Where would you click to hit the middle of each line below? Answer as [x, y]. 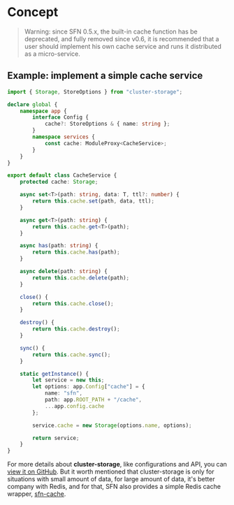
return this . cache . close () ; [73, 303]
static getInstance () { [54, 374]
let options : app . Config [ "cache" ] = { [89, 387]
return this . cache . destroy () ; [76, 329]
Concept [33, 12]
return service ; [56, 438]
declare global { [32, 104]
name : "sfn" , [63, 393]
